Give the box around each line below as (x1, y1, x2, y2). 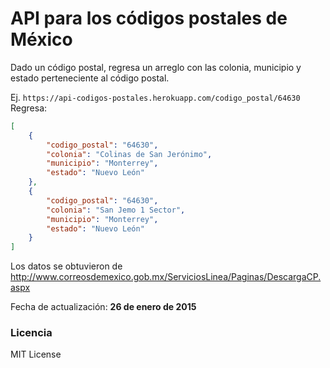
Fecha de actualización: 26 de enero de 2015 (10, 301, 197, 313)
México (10, 28, 73, 51)
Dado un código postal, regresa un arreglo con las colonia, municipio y (10, 61, 302, 73)
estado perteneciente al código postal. (10, 72, 170, 84)
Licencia (10, 326, 53, 340)
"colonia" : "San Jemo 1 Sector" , (46, 205, 186, 215)
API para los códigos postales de (10, 7, 288, 30)
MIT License (10, 348, 62, 361)
